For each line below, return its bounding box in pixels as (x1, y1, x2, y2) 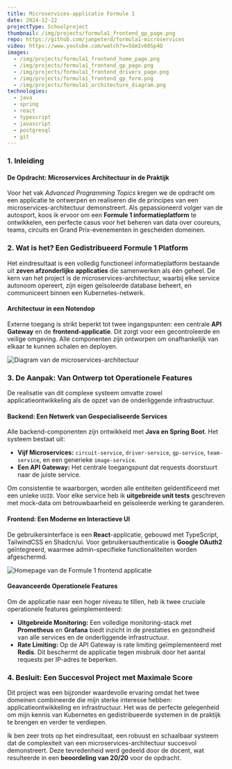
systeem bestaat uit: (7, 435, 65, 443)
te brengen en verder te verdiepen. (7, 718, 108, 727)
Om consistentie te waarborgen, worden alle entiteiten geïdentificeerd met (7, 484, 220, 493)
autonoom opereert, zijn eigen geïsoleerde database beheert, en (7, 281, 192, 290)
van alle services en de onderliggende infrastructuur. (17, 633, 169, 641)
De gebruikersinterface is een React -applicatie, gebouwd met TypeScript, (7, 530, 219, 539)
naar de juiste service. (17, 470, 81, 479)
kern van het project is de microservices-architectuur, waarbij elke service (7, 273, 220, 282)
